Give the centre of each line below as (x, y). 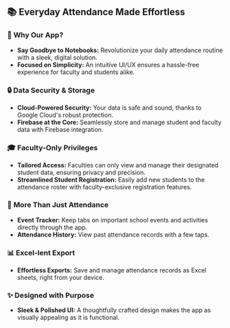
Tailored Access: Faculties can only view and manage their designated (117, 165)
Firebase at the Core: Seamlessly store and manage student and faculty (119, 122)
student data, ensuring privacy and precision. (81, 173)
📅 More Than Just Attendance (58, 205)
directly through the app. (52, 227)
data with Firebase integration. (60, 129)
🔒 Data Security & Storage (51, 90)
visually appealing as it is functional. (68, 318)
